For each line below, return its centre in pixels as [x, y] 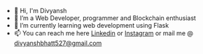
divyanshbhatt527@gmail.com [58, 43]
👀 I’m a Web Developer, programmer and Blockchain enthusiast [105, 18]
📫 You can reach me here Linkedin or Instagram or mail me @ [104, 33]
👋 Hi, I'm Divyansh [40, 11]
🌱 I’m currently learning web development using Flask [91, 25]
